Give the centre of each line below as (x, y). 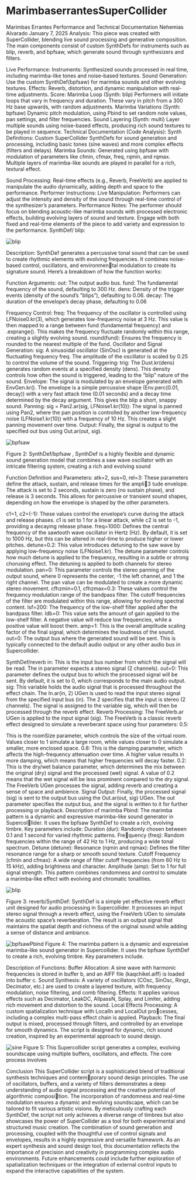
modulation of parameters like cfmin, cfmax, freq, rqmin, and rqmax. (88, 156)
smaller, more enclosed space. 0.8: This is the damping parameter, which (94, 748)
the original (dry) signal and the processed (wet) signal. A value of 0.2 (90, 773)
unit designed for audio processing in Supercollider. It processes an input (94, 907)
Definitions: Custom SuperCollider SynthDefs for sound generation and (92, 138)
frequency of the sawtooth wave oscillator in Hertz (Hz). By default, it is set (97, 532)
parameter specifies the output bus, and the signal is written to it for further (97, 804)
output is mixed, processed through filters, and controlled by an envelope (94, 1024)
